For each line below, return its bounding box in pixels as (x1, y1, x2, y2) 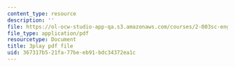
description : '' (7, 17, 55, 24)
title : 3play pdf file (7, 43, 73, 50)
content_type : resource (7, 10, 77, 17)
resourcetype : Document (7, 36, 77, 43)
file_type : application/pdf (7, 29, 90, 37)
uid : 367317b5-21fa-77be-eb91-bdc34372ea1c (7, 50, 136, 57)
